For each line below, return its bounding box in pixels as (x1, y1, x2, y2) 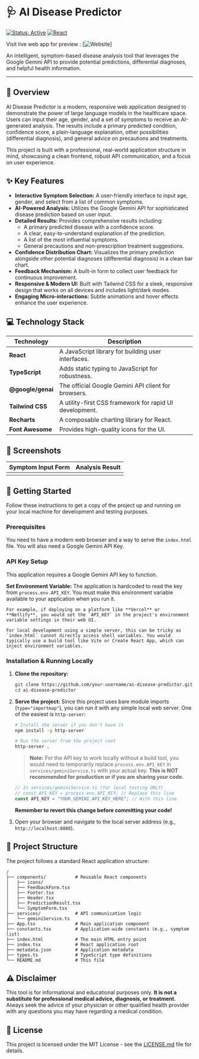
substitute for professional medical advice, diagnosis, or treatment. (6, 995, 176, 1003)
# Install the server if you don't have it (14, 722, 124, 728)
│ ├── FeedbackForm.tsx (6, 884, 70, 890)
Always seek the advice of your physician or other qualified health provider (6, 1001, 190, 1009)
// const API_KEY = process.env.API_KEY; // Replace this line (14, 791, 175, 797)
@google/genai (9, 385, 54, 394)
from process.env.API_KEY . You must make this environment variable (6, 589, 174, 596)
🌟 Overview (6, 87, 50, 97)
